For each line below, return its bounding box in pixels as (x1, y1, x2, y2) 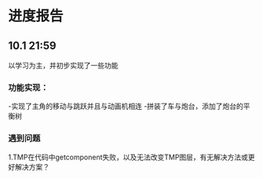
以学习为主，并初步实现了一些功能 (8, 60, 119, 70)
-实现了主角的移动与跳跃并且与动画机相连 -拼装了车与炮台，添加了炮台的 (8, 101, 243, 111)
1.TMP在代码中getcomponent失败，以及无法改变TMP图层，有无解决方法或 (8, 152, 249, 162)
